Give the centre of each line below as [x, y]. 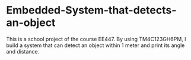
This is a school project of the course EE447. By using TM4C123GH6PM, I [96, 39]
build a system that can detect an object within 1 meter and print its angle [95, 45]
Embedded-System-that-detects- [91, 10]
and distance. [23, 51]
